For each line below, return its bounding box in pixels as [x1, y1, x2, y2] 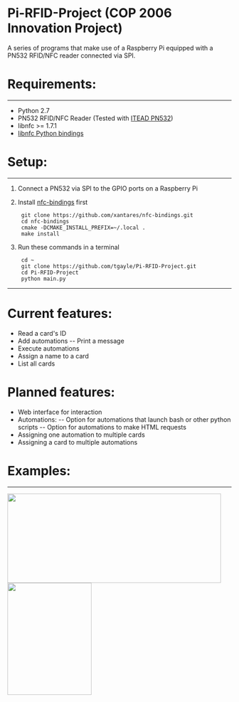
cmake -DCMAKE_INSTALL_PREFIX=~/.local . [21, 224, 146, 231]
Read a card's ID [17, 329, 67, 337]
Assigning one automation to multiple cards [17, 430, 146, 439]
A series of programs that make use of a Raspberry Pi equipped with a [7, 43, 213, 52]
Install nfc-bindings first [17, 198, 88, 206]
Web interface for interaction [17, 408, 102, 416]
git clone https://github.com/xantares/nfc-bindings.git [21, 211, 193, 218]
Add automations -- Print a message [17, 336, 124, 345]
